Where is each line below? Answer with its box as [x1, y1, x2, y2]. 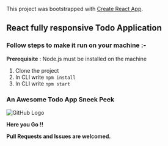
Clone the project [15, 67, 59, 74]
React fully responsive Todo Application [6, 23, 162, 33]
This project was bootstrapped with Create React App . [6, 5, 144, 12]
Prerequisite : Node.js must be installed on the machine [6, 55, 147, 62]
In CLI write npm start [15, 79, 70, 87]
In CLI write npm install [15, 73, 76, 81]
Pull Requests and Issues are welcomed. [6, 133, 111, 140]
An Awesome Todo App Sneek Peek [6, 95, 115, 103]
